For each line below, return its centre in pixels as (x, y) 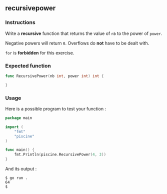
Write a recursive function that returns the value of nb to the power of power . (84, 33)
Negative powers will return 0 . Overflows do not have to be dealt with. (77, 43)
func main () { (20, 150)
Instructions (20, 22)
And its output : (21, 169)
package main (19, 118)
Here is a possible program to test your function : (56, 109)
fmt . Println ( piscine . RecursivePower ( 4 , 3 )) (60, 154)
